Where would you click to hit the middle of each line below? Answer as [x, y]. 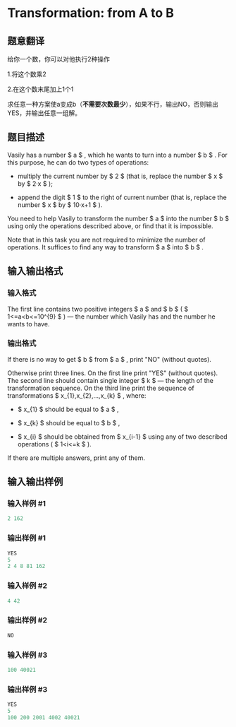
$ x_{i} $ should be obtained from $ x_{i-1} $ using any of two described [122, 437]
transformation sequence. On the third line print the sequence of [101, 388]
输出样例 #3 [27, 689]
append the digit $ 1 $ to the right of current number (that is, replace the [122, 197]
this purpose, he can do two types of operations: [78, 162]
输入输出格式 [35, 271]
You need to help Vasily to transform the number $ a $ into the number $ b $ [118, 218]
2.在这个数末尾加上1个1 [41, 89]
